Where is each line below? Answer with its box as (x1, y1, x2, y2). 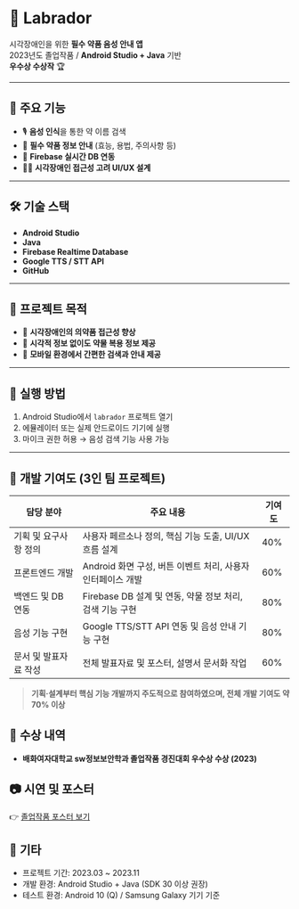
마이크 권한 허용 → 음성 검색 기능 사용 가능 (21, 434, 170, 445)
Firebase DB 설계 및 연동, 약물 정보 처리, (82, 590, 243, 602)
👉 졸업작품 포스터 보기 (9, 811, 91, 822)
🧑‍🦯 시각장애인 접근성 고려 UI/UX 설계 (21, 162, 151, 173)
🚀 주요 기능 (9, 101, 67, 116)
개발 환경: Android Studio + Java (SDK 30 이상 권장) (21, 879, 209, 889)
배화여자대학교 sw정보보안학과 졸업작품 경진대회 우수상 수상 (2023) (21, 753, 257, 764)
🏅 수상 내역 (9, 728, 67, 743)
